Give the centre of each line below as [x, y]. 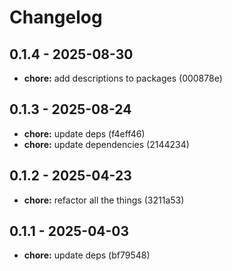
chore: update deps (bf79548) [87, 255]
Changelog [56, 17]
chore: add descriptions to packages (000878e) [123, 78]
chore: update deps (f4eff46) [84, 133]
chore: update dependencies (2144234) [106, 144]
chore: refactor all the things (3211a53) [104, 200]
